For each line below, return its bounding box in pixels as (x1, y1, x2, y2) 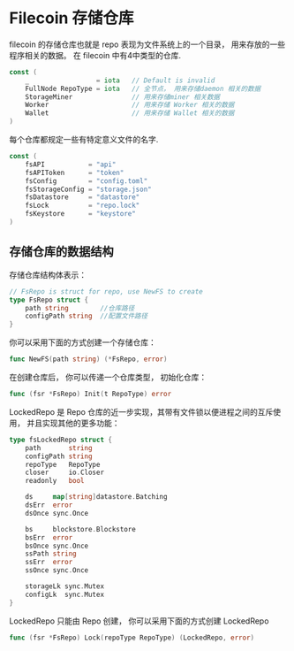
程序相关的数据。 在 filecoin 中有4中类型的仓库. (9, 50, 182, 60)
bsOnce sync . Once (25, 541, 89, 550)
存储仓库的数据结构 (9, 244, 114, 259)
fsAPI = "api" (25, 160, 117, 169)
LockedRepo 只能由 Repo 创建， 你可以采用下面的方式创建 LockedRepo (9, 616, 269, 626)
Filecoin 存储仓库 (9, 8, 134, 28)
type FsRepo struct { (9, 295, 89, 304)
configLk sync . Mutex (25, 590, 104, 599)
